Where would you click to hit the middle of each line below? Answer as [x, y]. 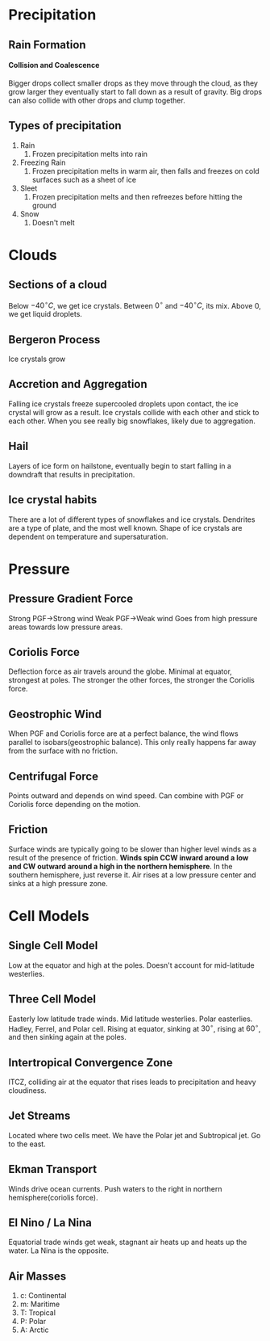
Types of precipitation [65, 126]
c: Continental [43, 1296]
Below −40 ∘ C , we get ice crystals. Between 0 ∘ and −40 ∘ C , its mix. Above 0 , [135, 305]
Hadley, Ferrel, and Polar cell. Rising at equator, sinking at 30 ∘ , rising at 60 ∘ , [135, 1028]
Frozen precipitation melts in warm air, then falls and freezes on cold [145, 170]
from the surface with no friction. [63, 751]
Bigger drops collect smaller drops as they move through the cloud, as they [133, 83]
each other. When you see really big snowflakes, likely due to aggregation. [132, 421]
